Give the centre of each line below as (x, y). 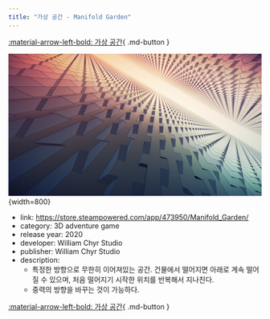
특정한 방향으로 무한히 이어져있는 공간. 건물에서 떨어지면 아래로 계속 (138, 270)
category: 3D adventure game (70, 226)
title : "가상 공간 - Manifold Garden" (70, 17)
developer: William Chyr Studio (71, 243)
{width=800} (30, 202)
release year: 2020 (51, 235)
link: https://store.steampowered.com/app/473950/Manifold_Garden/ (134, 218)
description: (40, 260)
